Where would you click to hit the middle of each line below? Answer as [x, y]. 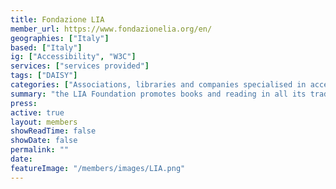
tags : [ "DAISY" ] [44, 76]
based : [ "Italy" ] [46, 47]
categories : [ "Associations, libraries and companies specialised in [158, 85]
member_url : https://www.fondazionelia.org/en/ [111, 29]
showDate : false [44, 141]
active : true [37, 112]
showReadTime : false [53, 131]
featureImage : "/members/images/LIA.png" [98, 168]
